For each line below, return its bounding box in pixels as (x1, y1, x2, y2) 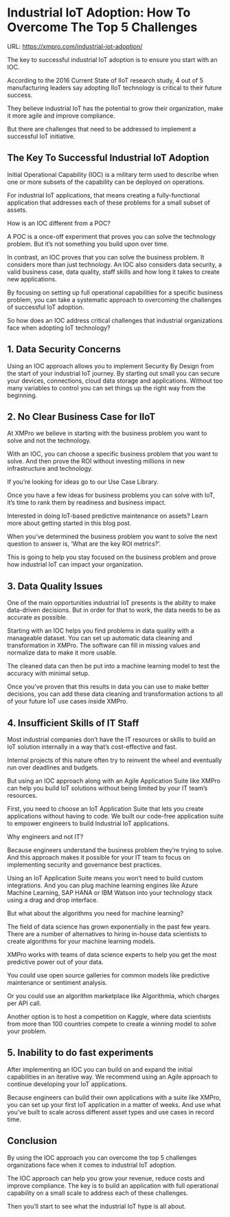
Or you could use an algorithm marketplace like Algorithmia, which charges (7, 992, 220, 999)
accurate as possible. (7, 613, 68, 622)
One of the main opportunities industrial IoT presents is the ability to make (7, 599, 216, 607)
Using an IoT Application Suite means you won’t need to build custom (7, 874, 204, 882)
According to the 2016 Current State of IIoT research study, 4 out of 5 (7, 76, 204, 84)
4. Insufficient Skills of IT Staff (7, 717, 139, 729)
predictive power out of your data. (7, 958, 104, 966)
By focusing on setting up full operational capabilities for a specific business (7, 288, 223, 297)
